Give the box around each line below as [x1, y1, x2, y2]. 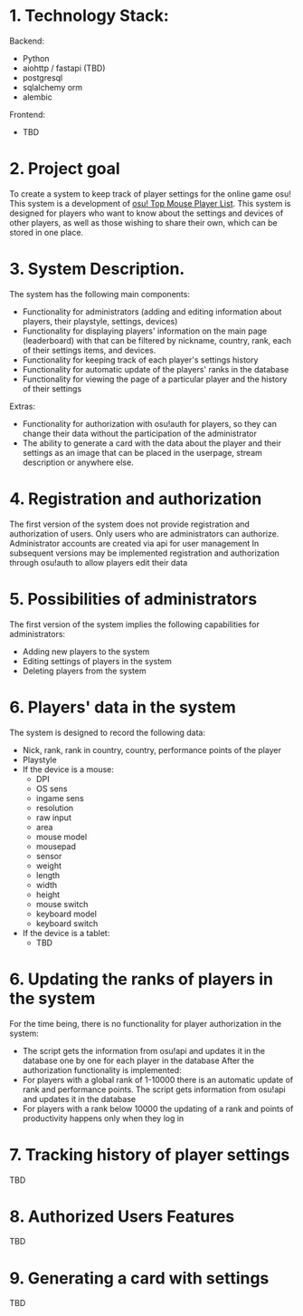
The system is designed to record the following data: [9, 727, 206, 738]
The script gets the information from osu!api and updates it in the [22, 1045, 266, 1056]
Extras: [9, 401, 36, 411]
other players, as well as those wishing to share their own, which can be [9, 217, 278, 227]
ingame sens [35, 792, 84, 803]
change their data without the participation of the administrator [22, 428, 258, 439]
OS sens [35, 783, 68, 794]
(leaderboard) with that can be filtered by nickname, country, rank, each [22, 334, 292, 345]
